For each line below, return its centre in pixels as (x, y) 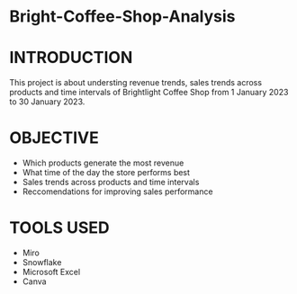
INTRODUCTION (71, 58)
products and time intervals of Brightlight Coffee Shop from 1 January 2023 (149, 93)
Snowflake (42, 262)
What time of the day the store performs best (106, 173)
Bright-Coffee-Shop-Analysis (122, 17)
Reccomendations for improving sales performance (117, 192)
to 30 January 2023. (47, 102)
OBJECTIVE (54, 138)
